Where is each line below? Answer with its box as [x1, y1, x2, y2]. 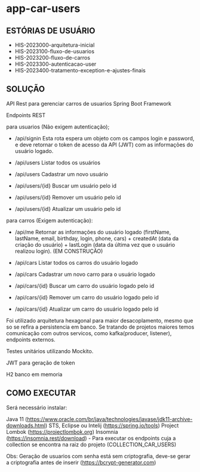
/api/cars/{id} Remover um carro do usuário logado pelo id [14, 293, 159, 301]
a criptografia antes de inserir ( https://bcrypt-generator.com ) [6, 459, 156, 466]
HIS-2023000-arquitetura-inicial [14, 41, 95, 48]
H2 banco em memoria [6, 370, 63, 378]
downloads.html [6, 422, 46, 429]
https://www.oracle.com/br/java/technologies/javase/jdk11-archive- [26, 415, 193, 422]
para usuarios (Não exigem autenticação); [6, 123, 110, 130]
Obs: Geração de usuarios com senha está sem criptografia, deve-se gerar [6, 452, 191, 459]
